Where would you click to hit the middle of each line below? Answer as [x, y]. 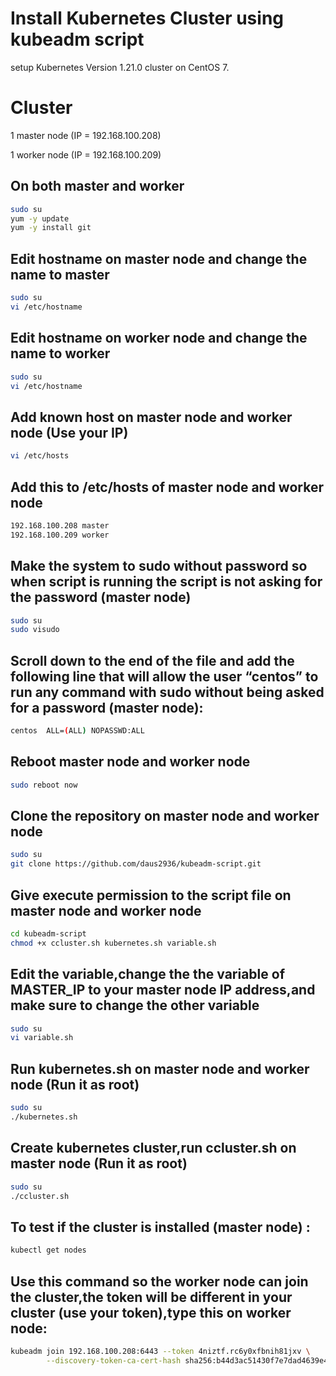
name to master [60, 274]
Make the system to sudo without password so [159, 566]
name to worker [60, 353]
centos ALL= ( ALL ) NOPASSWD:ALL [77, 731]
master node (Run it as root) [99, 1163]
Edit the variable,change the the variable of [148, 974]
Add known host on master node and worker [151, 417]
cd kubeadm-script [48, 934]
